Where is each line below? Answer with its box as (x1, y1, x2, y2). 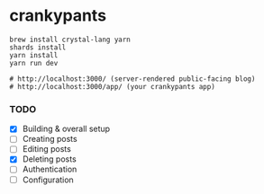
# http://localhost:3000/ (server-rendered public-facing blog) (9, 74, 256, 84)
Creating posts (22, 134, 78, 145)
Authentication (22, 163, 77, 175)
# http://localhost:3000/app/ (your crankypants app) (9, 82, 216, 91)
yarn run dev (9, 58, 59, 67)
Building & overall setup (22, 123, 111, 135)
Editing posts (22, 144, 72, 154)
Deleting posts (22, 154, 77, 164)
